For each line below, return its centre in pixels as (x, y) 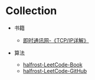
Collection (31, 11)
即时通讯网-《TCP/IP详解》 (56, 40)
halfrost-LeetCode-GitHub (55, 71)
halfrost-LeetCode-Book (53, 64)
